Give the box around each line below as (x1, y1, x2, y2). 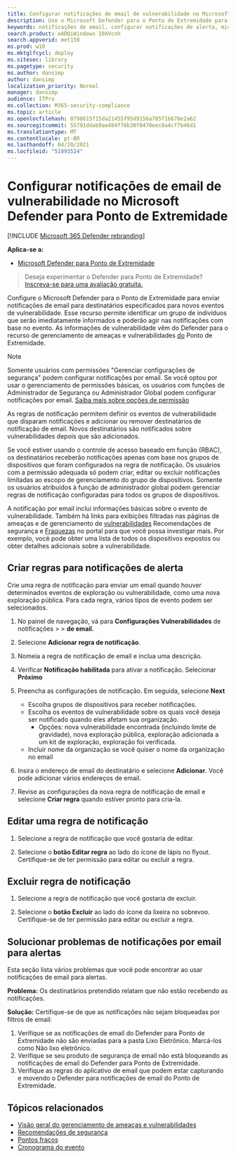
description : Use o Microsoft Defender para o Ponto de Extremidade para (7, 17, 228, 24)
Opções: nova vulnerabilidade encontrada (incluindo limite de (38, 722, 216, 731)
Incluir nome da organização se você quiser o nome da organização (27, 745, 225, 753)
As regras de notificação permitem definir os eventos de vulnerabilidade (7, 409, 216, 418)
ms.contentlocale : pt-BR (7, 135, 80, 142)
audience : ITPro (7, 96, 55, 103)
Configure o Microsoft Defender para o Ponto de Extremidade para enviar (7, 293, 220, 302)
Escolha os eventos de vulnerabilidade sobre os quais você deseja (27, 708, 221, 716)
